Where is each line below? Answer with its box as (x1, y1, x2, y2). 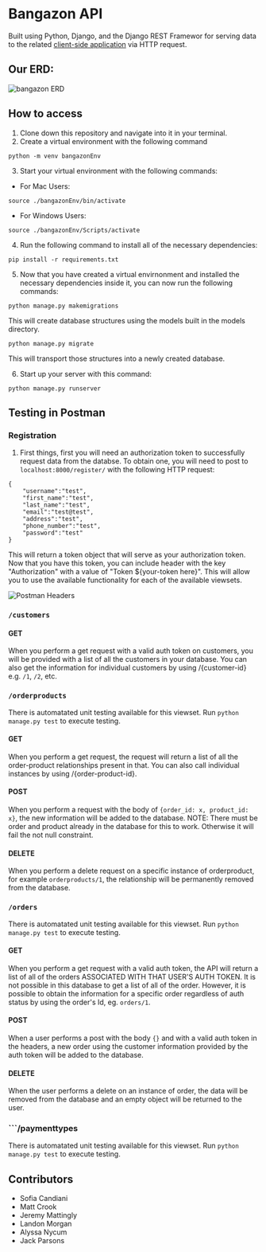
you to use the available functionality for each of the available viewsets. (8, 575, 242, 585)
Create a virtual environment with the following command (19, 136, 208, 146)
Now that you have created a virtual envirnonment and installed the (19, 269, 240, 279)
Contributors (8, 1172, 74, 1186)
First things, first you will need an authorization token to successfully (19, 448, 245, 458)
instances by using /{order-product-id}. (8, 769, 137, 778)
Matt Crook (19, 1202, 57, 1211)
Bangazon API (8, 5, 103, 23)
